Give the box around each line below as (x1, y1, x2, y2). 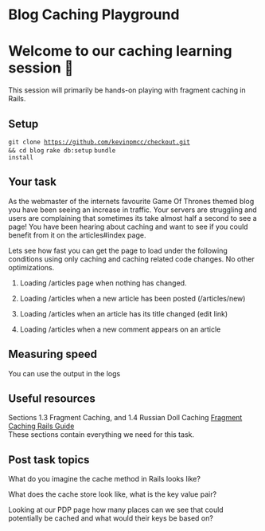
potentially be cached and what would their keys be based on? (8, 513, 213, 523)
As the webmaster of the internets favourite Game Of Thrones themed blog (8, 196, 255, 206)
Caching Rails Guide (8, 421, 75, 431)
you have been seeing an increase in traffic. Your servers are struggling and (8, 205, 257, 214)
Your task (8, 175, 57, 189)
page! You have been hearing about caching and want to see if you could (8, 222, 248, 231)
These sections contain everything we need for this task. (8, 430, 195, 439)
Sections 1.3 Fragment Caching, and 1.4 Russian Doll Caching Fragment (8, 413, 243, 423)
